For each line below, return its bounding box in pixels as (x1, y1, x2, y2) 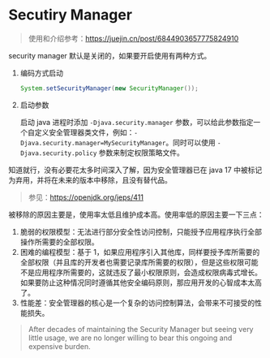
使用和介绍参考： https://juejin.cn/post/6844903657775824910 (28, 33, 239, 43)
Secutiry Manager (8, 6, 132, 24)
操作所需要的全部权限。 (19, 237, 99, 247)
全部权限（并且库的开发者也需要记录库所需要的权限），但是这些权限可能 (19, 257, 259, 267)
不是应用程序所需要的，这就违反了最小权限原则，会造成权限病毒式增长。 (19, 267, 262, 277)
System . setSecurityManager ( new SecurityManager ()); (19, 84, 199, 93)
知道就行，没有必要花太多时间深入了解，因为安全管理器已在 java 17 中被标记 (8, 165, 263, 175)
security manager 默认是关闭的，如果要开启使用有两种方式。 (8, 50, 212, 60)
